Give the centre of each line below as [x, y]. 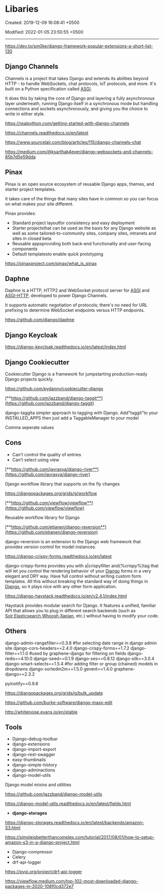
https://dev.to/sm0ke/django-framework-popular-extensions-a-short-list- [79, 46]
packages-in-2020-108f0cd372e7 [40, 886]
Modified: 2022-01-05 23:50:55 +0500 [44, 32]
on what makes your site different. [40, 204]
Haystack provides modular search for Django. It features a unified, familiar [81, 605]
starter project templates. [31, 189]
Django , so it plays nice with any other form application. [61, 586]
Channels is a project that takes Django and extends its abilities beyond [77, 78]
